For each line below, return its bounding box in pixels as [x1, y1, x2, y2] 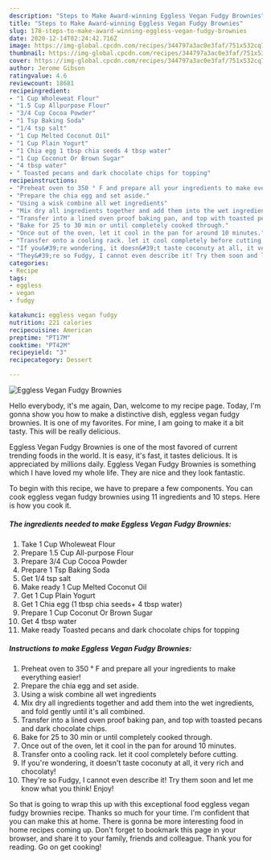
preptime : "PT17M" [9, 334, 71, 342]
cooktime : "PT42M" [9, 341, 71, 349]
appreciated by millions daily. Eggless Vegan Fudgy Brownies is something [9, 459, 257, 468]
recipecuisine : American [9, 326, 92, 334]
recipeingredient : [9, 86, 71, 95]
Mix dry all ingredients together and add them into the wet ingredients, [20, 698, 255, 708]
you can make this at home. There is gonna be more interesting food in [9, 816, 244, 826]
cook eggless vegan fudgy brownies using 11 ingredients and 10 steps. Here [9, 492, 261, 501]
